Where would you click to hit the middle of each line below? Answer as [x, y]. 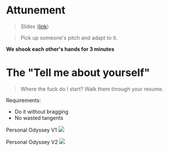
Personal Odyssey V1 [32, 130]
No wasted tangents [39, 118]
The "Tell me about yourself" [78, 73]
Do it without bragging [42, 111]
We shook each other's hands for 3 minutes [60, 49]
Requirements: [23, 100]
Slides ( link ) [35, 26]
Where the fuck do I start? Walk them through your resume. [92, 89]
